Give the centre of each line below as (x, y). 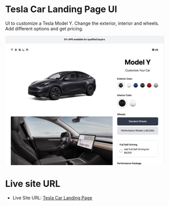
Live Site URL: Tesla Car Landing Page (52, 197)
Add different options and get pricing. (44, 28)
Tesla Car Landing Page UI (61, 9)
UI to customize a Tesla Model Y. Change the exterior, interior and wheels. (82, 23)
